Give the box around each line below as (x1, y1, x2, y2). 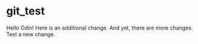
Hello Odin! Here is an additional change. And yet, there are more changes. (6, 24, 193, 31)
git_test (6, 4, 45, 18)
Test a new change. (6, 30, 56, 37)
